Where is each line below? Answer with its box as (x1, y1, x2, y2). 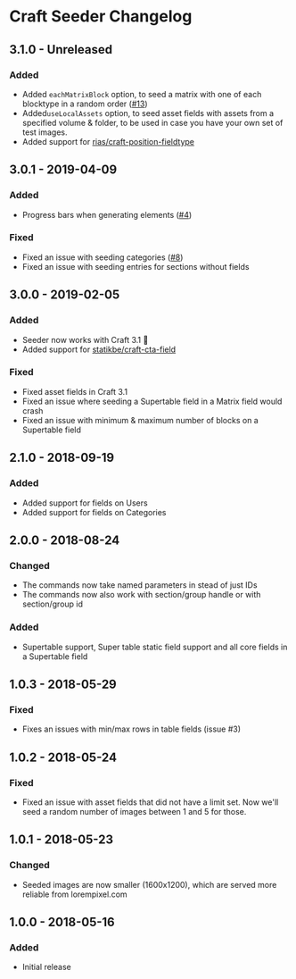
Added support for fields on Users (21, 498, 149, 508)
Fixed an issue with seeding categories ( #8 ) (21, 252, 184, 263)
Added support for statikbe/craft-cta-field (21, 344, 177, 355)
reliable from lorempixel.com (21, 889, 127, 900)
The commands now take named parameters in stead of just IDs (21, 580, 258, 590)
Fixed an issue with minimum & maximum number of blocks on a (21, 414, 259, 425)
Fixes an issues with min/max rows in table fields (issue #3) (21, 724, 242, 734)
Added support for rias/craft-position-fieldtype (21, 136, 194, 146)
